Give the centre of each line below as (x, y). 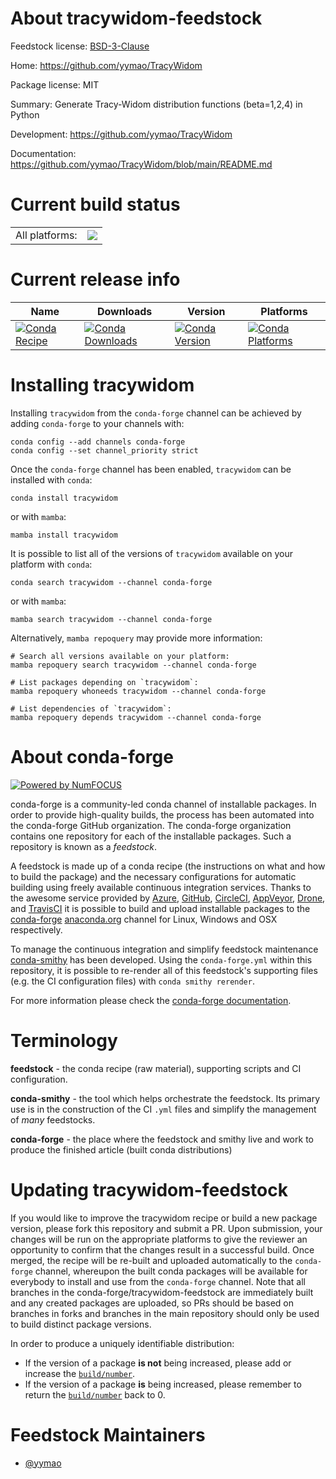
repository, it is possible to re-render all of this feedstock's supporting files (164, 970)
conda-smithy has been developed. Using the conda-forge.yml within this (161, 959)
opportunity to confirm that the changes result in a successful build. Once (162, 1249)
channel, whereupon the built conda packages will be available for (171, 1271)
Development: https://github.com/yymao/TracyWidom (121, 134)
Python (25, 114)
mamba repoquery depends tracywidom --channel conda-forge (136, 717)
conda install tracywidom (64, 498)
